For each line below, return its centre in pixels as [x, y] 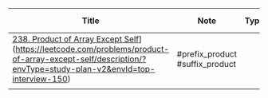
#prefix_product [207, 54]
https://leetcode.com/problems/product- [93, 49]
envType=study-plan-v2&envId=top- [84, 69]
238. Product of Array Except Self [76, 39]
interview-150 [40, 79]
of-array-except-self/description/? [79, 59]
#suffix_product [207, 64]
